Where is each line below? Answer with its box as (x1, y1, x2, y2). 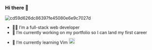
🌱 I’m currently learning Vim (12, 39, 68, 45)
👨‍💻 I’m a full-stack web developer (12, 25, 80, 30)
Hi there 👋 (5, 4, 29, 11)
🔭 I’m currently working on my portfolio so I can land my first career (12, 30, 147, 36)
